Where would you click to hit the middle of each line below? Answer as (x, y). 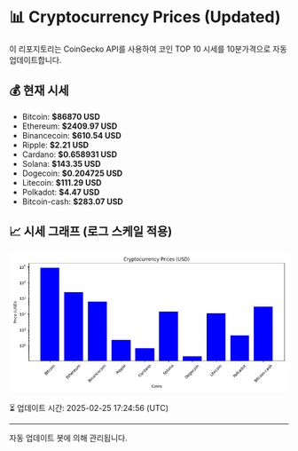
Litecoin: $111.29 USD (62, 182)
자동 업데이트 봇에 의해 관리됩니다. (68, 438)
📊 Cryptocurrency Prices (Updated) (145, 17)
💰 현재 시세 (39, 91)
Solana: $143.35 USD (61, 163)
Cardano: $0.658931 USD (70, 154)
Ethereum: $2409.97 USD (70, 126)
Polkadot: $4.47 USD (61, 192)
